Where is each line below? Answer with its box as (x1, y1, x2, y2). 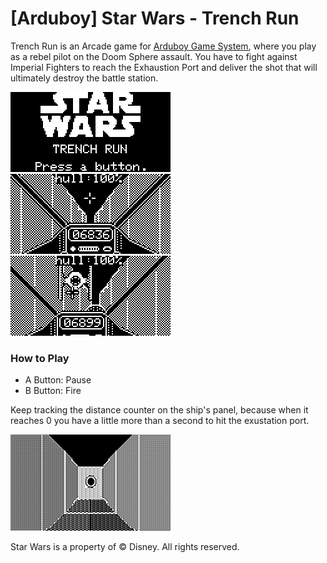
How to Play (10, 351, 70, 365)
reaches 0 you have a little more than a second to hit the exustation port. (10, 415, 310, 427)
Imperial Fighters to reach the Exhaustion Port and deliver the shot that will (10, 61, 318, 73)
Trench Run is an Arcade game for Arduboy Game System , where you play (10, 40, 317, 52)
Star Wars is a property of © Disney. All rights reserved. (10, 541, 240, 553)
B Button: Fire (24, 385, 82, 397)
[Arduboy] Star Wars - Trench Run (10, 7, 300, 30)
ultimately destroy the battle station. (10, 72, 159, 84)
